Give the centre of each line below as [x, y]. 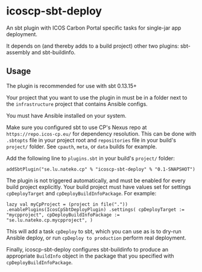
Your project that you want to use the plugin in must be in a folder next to [97, 97]
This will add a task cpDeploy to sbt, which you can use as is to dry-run [94, 231]
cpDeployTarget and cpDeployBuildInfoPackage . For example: [81, 193]
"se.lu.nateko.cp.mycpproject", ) [50, 220]
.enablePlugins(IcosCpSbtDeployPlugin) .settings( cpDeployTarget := [96, 209]
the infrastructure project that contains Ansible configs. [77, 104]
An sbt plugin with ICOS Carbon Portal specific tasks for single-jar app [94, 28]
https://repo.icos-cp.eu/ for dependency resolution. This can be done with [101, 133]
